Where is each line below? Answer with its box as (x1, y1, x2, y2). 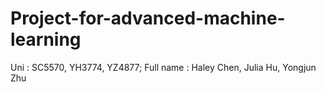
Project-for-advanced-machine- (10, 7, 286, 30)
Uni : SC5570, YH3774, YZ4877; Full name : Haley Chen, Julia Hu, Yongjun (10, 61, 317, 73)
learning (10, 28, 82, 51)
